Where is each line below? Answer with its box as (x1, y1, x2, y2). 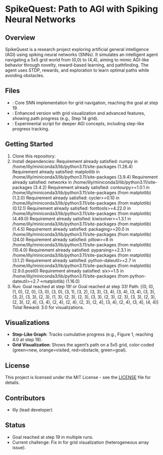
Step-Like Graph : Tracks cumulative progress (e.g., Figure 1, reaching (12, 331, 153, 337)
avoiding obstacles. (5, 73, 45, 78)
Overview (5, 33, 36, 42)
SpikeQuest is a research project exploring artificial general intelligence (5, 47, 149, 52)
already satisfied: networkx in (12, 179, 72, 185)
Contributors (5, 394, 46, 402)
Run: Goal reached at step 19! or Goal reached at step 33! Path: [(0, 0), (12, 283, 155, 289)
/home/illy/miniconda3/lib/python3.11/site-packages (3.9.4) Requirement (12, 174, 158, 180)
